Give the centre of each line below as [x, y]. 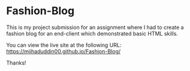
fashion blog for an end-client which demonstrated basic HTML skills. [92, 33]
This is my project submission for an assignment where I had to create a [95, 27]
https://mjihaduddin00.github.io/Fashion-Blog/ [64, 51]
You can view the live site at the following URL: [64, 45]
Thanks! [16, 63]
